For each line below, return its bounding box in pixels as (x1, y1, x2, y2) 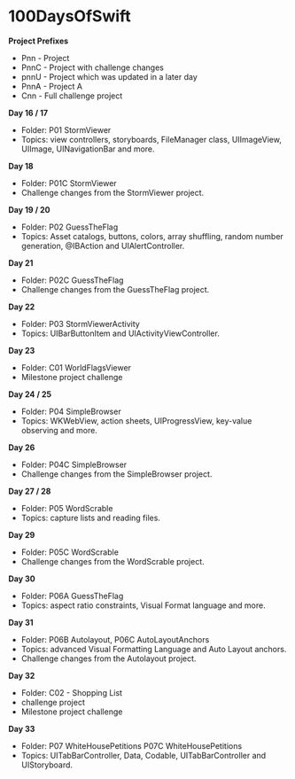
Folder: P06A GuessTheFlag (20, 590, 124, 601)
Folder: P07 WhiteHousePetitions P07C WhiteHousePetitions (20, 740, 243, 751)
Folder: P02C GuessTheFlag (20, 275, 124, 285)
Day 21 (8, 257, 34, 268)
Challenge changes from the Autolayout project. (20, 653, 197, 664)
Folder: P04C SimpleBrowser (20, 459, 128, 470)
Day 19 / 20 (8, 204, 50, 214)
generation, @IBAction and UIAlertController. (20, 240, 185, 251)
